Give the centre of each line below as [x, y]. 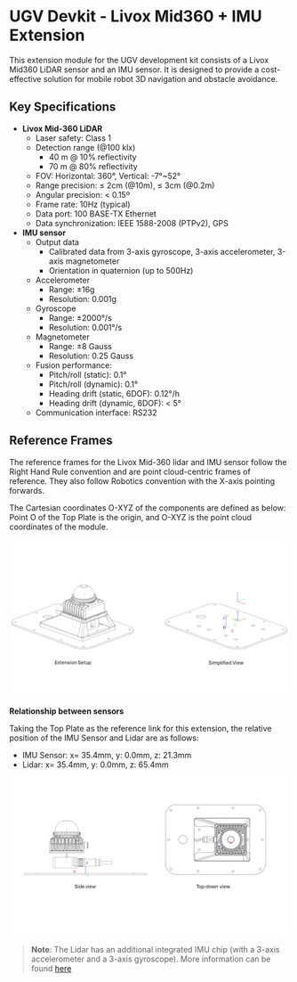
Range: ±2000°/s [80, 317]
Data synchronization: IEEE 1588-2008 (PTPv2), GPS [132, 223]
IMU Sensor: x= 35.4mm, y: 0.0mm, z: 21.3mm [107, 756]
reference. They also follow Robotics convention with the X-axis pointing [142, 481]
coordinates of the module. [59, 527]
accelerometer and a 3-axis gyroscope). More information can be [151, 959]
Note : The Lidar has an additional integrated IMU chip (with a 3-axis [155, 949]
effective [25, 78]
